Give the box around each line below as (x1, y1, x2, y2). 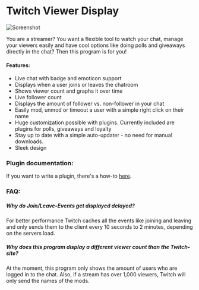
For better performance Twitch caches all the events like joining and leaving (6, 217, 192, 224)
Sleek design (14, 144, 47, 152)
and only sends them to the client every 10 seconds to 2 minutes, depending (6, 223, 193, 231)
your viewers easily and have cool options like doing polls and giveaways (6, 42, 185, 49)
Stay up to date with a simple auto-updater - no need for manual (14, 132, 172, 139)
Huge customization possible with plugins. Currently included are (14, 119, 175, 126)
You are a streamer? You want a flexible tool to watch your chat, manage (6, 35, 184, 42)
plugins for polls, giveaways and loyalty (14, 125, 112, 133)
